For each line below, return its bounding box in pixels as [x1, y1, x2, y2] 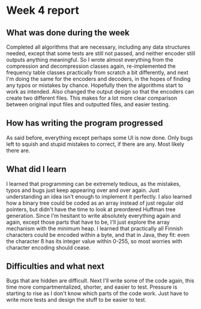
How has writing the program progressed [6, 118, 163, 128]
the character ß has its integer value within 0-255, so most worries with [6, 238, 183, 245]
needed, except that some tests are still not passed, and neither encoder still [6, 50, 196, 57]
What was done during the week [6, 28, 130, 38]
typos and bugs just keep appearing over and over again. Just [6, 187, 160, 194]
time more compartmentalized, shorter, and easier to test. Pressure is [6, 283, 178, 291]
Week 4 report [6, 4, 79, 17]
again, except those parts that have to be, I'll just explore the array [6, 218, 170, 226]
